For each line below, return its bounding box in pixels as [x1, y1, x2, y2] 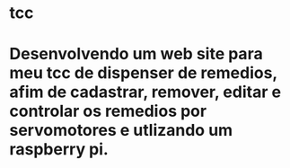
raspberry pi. [9, 139, 110, 160]
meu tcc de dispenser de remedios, [9, 63, 278, 84]
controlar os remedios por [9, 102, 207, 121]
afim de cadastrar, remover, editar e [9, 82, 281, 102]
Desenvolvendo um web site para [9, 44, 263, 65]
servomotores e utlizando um [9, 120, 233, 141]
